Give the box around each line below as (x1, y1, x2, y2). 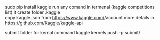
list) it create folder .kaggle (5, 9, 61, 15)
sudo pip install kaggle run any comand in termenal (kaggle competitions (5, 4, 155, 10)
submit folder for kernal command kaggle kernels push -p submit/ (5, 30, 141, 35)
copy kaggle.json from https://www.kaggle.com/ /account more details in (5, 15, 155, 20)
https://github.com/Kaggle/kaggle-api (5, 20, 83, 26)
